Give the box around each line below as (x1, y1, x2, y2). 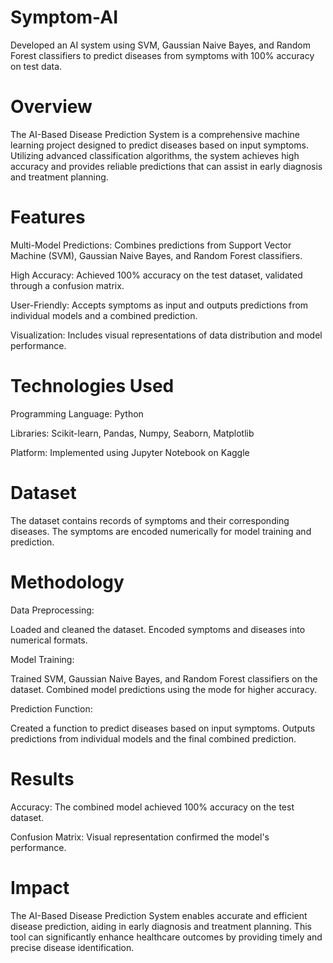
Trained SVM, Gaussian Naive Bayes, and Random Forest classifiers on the (10, 672, 318, 685)
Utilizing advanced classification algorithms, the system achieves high (10, 149, 300, 161)
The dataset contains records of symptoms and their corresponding (10, 514, 290, 526)
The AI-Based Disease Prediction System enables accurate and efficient (10, 909, 308, 921)
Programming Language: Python (10, 407, 144, 420)
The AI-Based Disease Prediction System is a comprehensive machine (10, 128, 300, 140)
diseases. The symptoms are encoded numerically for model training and (10, 525, 312, 537)
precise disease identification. (10, 941, 135, 953)
